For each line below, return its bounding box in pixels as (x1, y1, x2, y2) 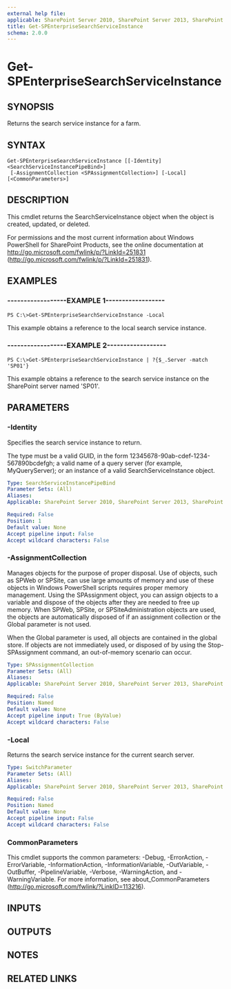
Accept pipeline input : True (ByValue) (7, 712, 122, 719)
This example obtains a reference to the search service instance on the (7, 374, 210, 383)
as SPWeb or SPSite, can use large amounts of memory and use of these (7, 576, 214, 584)
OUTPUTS (7, 926, 52, 937)
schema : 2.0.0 (7, 29, 48, 37)
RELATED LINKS (7, 972, 77, 984)
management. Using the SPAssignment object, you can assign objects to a (7, 591, 219, 599)
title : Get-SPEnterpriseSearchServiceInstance (7, 23, 143, 30)
